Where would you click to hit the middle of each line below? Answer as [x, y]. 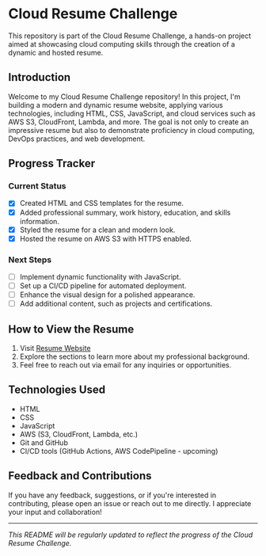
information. [39, 221]
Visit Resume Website [55, 348]
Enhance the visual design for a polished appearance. [107, 295]
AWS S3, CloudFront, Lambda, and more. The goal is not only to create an [129, 122]
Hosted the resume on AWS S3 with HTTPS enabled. [106, 238]
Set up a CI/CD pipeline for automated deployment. [103, 286]
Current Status [37, 186]
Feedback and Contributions [80, 476]
